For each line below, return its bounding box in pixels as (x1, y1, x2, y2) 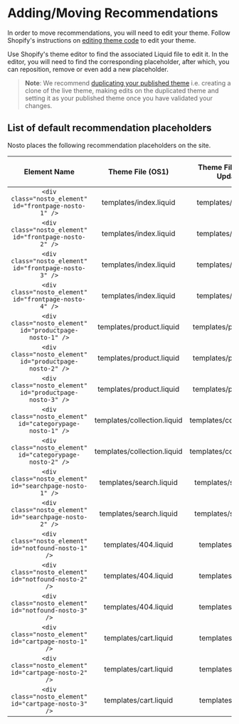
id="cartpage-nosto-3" (11, 699, 87, 708)
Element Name (23, 166, 75, 176)
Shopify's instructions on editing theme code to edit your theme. (7, 36, 196, 44)
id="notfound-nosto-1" (11, 544, 87, 552)
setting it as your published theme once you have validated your (24, 94, 213, 102)
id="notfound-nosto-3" (11, 606, 87, 614)
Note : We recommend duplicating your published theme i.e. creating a (24, 78, 231, 87)
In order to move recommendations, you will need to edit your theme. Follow (7, 28, 230, 37)
